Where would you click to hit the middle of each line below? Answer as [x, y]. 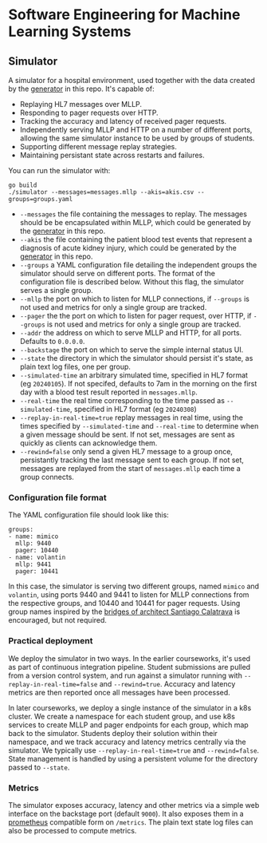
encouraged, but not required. [58, 620]
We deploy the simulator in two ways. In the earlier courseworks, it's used [130, 658]
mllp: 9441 [33, 564]
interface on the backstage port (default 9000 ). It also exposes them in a [126, 813]
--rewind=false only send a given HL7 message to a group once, [126, 451]
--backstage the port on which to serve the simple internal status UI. [132, 350]
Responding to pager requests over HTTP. [89, 113]
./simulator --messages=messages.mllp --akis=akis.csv [101, 192]
